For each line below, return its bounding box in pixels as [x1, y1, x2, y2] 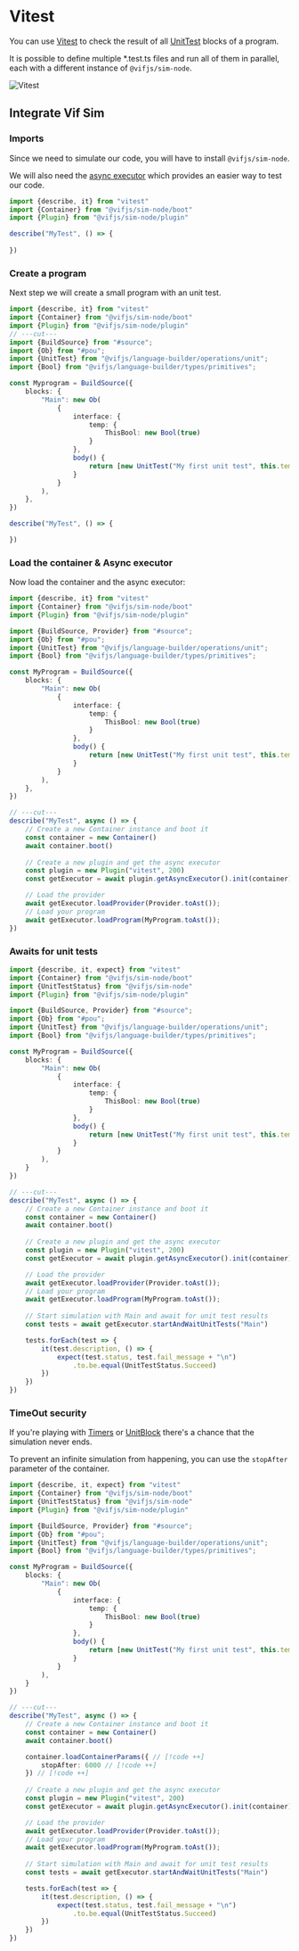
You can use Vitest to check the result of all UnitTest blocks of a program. [9, 36, 279, 46]
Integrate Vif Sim [9, 105, 105, 121]
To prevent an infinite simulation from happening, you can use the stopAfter [9, 1454, 288, 1465]
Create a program [9, 267, 87, 279]
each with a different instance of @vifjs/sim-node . [9, 62, 193, 73]
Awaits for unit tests [9, 945, 98, 957]
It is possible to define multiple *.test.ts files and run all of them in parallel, [9, 53, 280, 63]
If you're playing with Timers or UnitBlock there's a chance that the [9, 1427, 255, 1438]
